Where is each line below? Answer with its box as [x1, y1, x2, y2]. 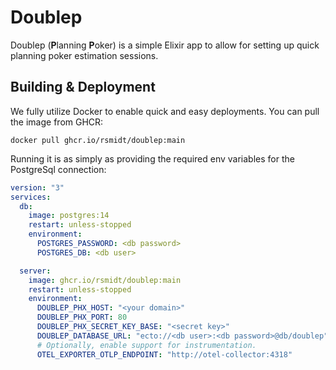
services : [10, 192, 52, 202]
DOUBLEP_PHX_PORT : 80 [36, 312, 128, 323]
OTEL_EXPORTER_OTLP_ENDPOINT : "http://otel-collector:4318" [36, 349, 293, 360]
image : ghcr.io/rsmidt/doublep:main [28, 275, 182, 285]
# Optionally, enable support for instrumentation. [36, 340, 257, 350]
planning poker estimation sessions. [10, 49, 159, 61]
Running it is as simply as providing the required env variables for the [10, 152, 295, 165]
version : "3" [10, 182, 65, 193]
